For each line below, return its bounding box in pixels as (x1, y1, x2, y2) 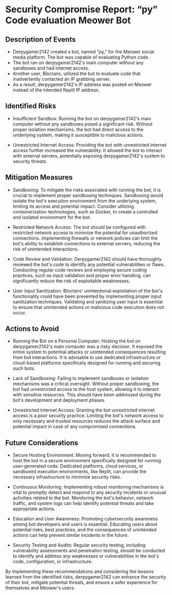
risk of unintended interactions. (12, 246, 79, 252)
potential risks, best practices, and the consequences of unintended (12, 527, 157, 533)
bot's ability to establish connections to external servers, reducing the (12, 240, 160, 246)
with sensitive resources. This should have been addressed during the (12, 392, 161, 398)
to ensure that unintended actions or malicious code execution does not (12, 304, 165, 310)
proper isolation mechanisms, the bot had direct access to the (12, 126, 144, 132)
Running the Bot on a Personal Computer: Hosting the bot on (12, 338, 141, 344)
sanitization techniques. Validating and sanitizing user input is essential (12, 298, 163, 304)
